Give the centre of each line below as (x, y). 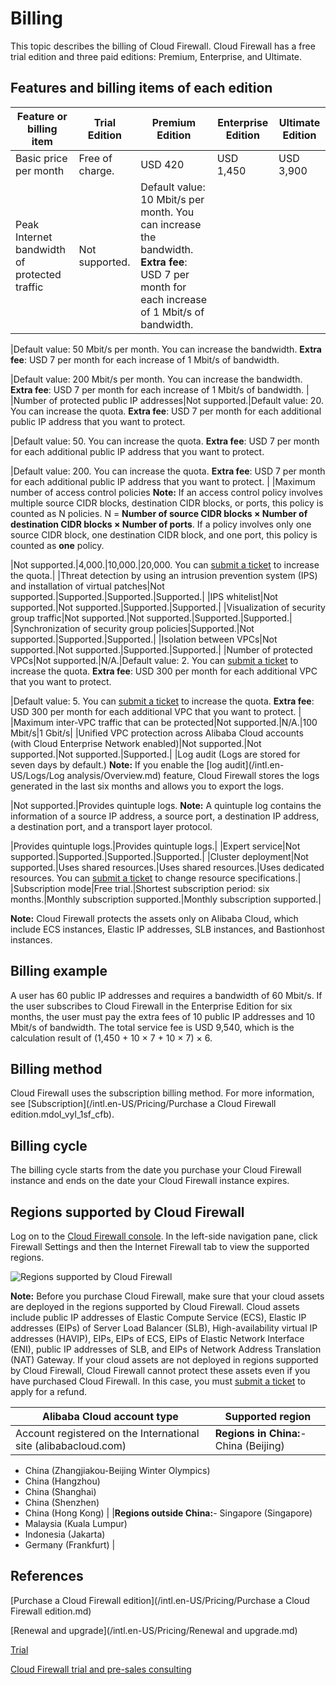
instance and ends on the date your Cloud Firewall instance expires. (150, 1181)
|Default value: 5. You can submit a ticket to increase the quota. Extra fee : (162, 701)
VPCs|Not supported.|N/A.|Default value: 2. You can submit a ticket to (154, 660)
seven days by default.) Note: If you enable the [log (116, 764)
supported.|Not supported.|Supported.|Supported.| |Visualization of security (168, 607)
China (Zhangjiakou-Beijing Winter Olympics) (117, 1470)
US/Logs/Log (37, 775)
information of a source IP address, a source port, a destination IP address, (165, 816)
